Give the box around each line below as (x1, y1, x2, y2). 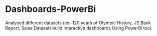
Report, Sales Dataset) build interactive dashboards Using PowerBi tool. (5, 25, 153, 31)
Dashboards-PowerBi (5, 3, 96, 15)
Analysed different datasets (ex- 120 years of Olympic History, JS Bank (5, 20, 151, 26)
